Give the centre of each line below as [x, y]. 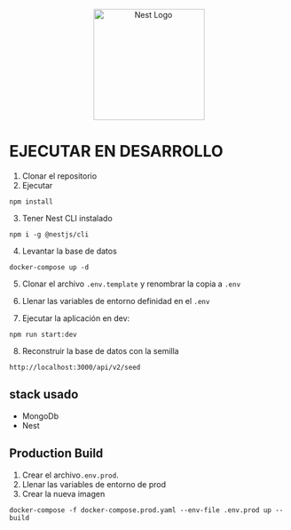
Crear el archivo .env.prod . [70, 475]
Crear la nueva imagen [63, 494]
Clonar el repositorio [59, 176]
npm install [31, 201]
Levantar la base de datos [69, 251]
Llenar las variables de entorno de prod [94, 484]
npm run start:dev [43, 334]
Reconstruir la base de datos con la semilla [100, 350]
